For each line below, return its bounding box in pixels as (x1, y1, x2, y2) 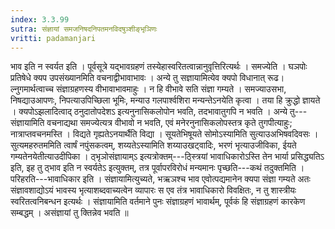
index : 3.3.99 (10, 14, 70, 25)
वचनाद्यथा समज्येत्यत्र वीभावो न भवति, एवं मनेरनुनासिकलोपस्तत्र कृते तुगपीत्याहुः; (46, 117, 293, 129)
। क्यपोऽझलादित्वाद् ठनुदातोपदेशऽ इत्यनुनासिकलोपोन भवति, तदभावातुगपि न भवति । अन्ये (10, 106, 288, 118)
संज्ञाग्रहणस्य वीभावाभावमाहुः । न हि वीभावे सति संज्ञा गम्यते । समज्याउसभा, (55, 83, 287, 95)
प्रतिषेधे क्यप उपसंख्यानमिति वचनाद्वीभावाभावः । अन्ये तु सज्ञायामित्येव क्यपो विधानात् (10, 72, 266, 84)
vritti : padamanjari (10, 33, 97, 43)
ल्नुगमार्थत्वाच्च (10, 83, 55, 95)
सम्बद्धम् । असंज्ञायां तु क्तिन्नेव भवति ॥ (10, 207, 129, 219)
